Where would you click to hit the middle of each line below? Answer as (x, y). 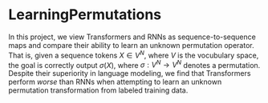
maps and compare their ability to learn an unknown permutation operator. (131, 45)
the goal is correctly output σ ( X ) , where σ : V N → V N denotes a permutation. (134, 64)
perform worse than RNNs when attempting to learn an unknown (115, 82)
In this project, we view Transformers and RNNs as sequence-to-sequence (132, 37)
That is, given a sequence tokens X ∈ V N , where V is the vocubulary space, (134, 54)
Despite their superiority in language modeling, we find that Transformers (130, 73)
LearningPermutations (85, 15)
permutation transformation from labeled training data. (98, 90)
